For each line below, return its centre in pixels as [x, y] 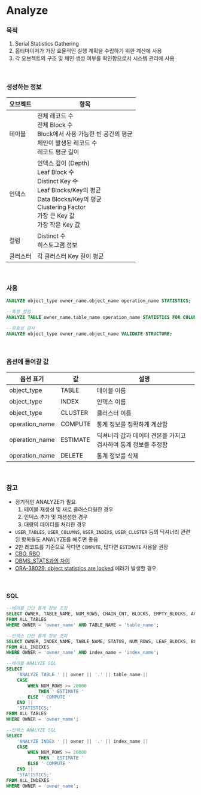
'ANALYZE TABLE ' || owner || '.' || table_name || [83, 675]
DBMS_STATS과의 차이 [42, 561]
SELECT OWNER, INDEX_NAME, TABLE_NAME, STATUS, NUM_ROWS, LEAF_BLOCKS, [97, 641]
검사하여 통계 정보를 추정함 [132, 444]
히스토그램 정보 [57, 245]
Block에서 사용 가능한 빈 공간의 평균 [85, 134]
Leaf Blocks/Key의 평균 [69, 190]
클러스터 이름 [114, 413]
